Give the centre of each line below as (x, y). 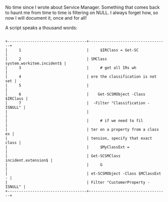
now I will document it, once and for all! (46, 18)
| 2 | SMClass (56, 59)
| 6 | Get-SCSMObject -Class (75, 94)
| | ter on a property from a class (82, 129)
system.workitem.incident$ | (36, 63)
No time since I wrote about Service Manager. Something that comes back (82, 7)
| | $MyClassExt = (67, 147)
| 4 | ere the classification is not (81, 77)
